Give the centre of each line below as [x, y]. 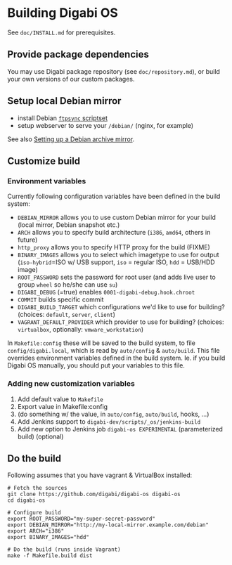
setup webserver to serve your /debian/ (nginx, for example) [105, 125]
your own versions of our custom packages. [71, 79]
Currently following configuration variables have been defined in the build [114, 196]
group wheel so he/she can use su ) [67, 285]
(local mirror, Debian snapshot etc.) [69, 225]
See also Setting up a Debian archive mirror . [71, 139]
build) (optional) [40, 436]
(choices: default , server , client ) [66, 315]
